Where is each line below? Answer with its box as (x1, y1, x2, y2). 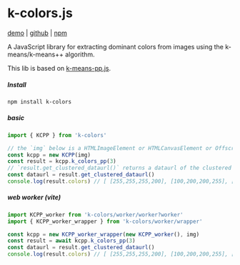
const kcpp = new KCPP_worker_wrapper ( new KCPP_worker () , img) (7, 231, 200, 238)
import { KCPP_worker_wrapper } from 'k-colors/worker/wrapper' (7, 218, 203, 225)
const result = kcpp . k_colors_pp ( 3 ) (7, 158, 116, 165)
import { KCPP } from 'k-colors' (7, 131, 107, 139)
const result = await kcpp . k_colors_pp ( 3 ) (7, 237, 136, 244)
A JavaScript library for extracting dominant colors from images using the (7, 42, 224, 51)
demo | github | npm (7, 29, 68, 37)
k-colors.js (7, 5, 73, 21)
